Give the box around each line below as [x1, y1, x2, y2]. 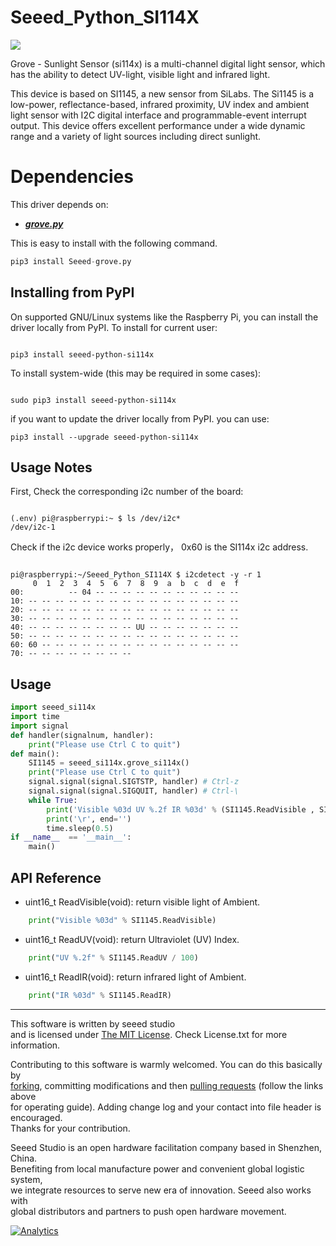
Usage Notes [10, 459, 93, 476]
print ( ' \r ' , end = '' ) [46, 814, 132, 824]
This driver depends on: [10, 198, 109, 210]
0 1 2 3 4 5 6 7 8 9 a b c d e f [32, 579, 240, 589]
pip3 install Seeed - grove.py [10, 256, 132, 266]
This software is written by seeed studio [10, 1017, 176, 1030]
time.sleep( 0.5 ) [46, 823, 114, 833]
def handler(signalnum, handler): [10, 730, 155, 740]
